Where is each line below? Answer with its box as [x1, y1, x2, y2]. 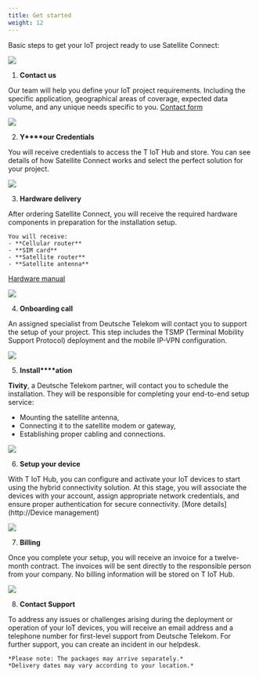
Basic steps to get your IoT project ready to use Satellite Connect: [8, 40, 220, 49]
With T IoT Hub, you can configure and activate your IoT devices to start [8, 474, 241, 483]
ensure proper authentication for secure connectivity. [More [8, 499, 202, 508]
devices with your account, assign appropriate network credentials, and [8, 491, 240, 500]
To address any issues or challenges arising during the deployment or [8, 614, 233, 624]
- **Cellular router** [8, 239, 82, 247]
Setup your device [19, 459, 81, 468]
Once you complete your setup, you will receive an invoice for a [8, 552, 214, 562]
